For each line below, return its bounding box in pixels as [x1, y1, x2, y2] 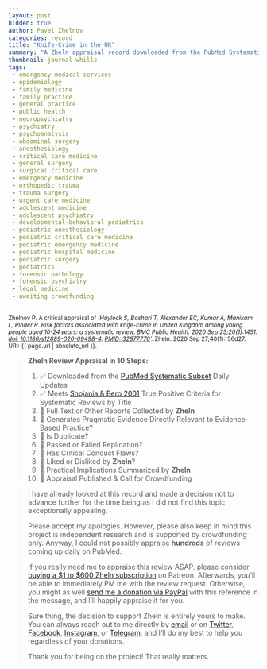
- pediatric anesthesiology [11, 226, 105, 234]
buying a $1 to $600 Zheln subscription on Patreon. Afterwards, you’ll [27, 570, 256, 580]
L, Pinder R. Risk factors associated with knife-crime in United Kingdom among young [8, 321, 243, 329]
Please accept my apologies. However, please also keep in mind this [27, 521, 252, 531]
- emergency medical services [11, 71, 112, 79]
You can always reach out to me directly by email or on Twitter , [27, 619, 234, 628]
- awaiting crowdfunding [11, 292, 94, 300]
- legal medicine [11, 285, 69, 293]
